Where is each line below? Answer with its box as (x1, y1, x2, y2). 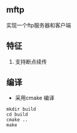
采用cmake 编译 (14, 94, 55, 102)
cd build (6, 111, 28, 118)
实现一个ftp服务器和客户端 (6, 21, 71, 29)
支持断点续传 (14, 58, 47, 65)
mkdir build (6, 107, 36, 113)
